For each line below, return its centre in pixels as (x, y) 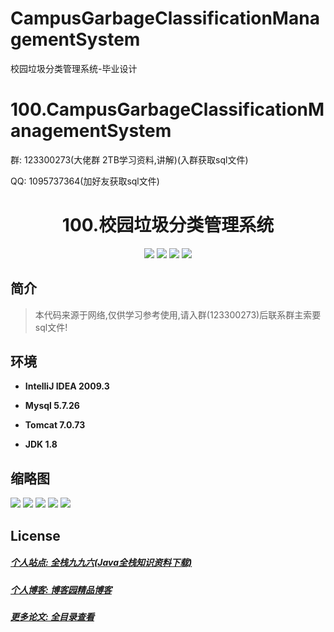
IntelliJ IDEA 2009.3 (67, 386)
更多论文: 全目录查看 (52, 616)
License (35, 535)
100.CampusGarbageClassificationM (167, 109)
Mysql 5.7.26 (52, 406)
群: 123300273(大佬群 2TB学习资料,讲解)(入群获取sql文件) (129, 159)
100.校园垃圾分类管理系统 (168, 225)
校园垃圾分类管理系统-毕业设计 (74, 68)
